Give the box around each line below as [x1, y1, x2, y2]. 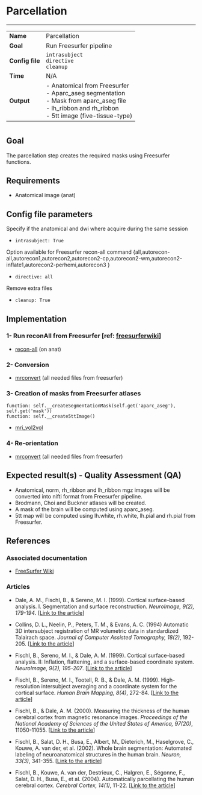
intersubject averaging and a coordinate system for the [41, 682, 177, 690]
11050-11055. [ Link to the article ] [14, 726, 95, 734]
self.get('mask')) [6, 408, 52, 414]
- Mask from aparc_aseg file [46, 96, 126, 105]
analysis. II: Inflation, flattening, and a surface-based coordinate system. [14, 658, 194, 665]
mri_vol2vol [14, 424, 43, 432]
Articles [6, 583, 30, 591]
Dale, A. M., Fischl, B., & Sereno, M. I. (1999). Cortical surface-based [14, 596, 185, 603]
